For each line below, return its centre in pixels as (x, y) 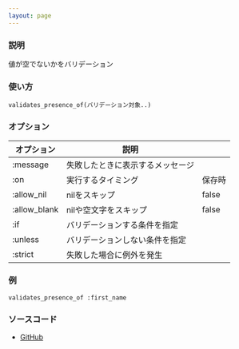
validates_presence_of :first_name (68, 297)
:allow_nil (30, 194)
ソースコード (33, 319)
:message (31, 165)
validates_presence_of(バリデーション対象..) (80, 105)
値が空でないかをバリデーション (61, 64)
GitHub (32, 337)
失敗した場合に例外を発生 (115, 255)
